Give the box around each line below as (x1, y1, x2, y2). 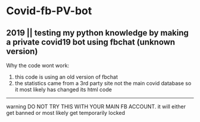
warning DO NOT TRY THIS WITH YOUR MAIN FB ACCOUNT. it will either (6, 103, 186, 110)
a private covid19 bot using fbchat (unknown (6, 37, 176, 47)
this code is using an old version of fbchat (14, 73, 118, 81)
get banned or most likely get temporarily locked (6, 110, 125, 116)
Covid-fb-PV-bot (6, 4, 92, 18)
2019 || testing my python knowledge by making (6, 28, 189, 38)
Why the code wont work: (6, 62, 70, 69)
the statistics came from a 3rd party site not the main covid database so (14, 80, 192, 86)
